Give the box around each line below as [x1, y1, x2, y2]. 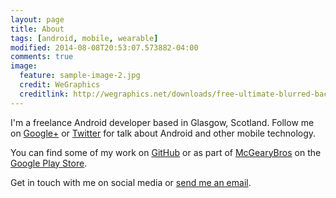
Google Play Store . [10, 157, 88, 169]
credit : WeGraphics [19, 80, 101, 90]
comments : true [10, 52, 74, 62]
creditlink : [19, 89, 70, 99]
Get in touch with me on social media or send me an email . [10, 176, 252, 188]
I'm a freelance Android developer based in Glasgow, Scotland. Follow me [10, 116, 315, 128]
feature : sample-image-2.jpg [19, 71, 141, 81]
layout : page [10, 14, 65, 25]
